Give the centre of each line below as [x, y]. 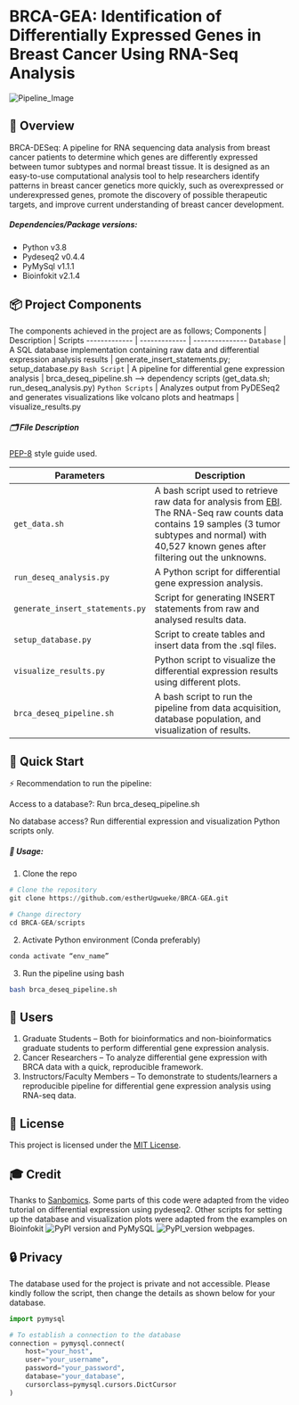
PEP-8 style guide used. [53, 453]
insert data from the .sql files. [215, 645]
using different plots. [198, 682]
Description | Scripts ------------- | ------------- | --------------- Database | [148, 340]
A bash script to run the [204, 696]
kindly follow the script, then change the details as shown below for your [142, 1293]
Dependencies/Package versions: [73, 225]
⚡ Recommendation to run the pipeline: [81, 784]
